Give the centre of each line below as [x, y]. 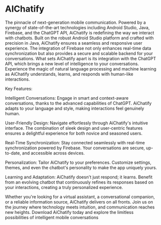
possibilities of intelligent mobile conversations [52, 217]
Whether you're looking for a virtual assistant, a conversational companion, [80, 197]
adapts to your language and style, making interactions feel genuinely [75, 108]
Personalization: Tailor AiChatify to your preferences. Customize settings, [78, 162]
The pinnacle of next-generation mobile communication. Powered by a [76, 22]
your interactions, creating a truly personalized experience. [64, 187]
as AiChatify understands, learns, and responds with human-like [69, 74]
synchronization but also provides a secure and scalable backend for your [79, 53]
